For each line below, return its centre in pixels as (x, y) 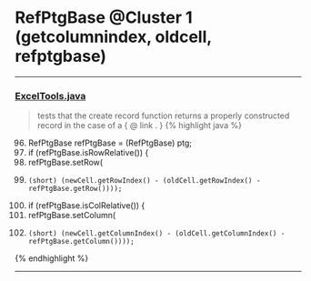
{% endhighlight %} (52, 258)
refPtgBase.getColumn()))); (81, 242)
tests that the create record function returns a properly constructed (163, 115)
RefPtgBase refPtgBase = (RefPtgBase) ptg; (110, 143)
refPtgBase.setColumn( (72, 216)
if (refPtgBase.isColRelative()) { (86, 206)
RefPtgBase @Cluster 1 (104, 18)
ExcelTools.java (50, 95)
